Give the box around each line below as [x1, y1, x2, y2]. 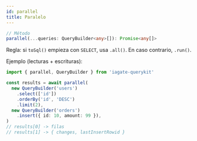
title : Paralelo [6, 14, 46, 20]
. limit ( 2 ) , [17, 101, 44, 108]
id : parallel [6, 8, 38, 15]
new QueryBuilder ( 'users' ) [11, 86, 78, 91]
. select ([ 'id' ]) [17, 91, 57, 97]
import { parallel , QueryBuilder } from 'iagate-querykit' [6, 69, 155, 76]
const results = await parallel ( [6, 80, 88, 86]
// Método [6, 30, 31, 36]
